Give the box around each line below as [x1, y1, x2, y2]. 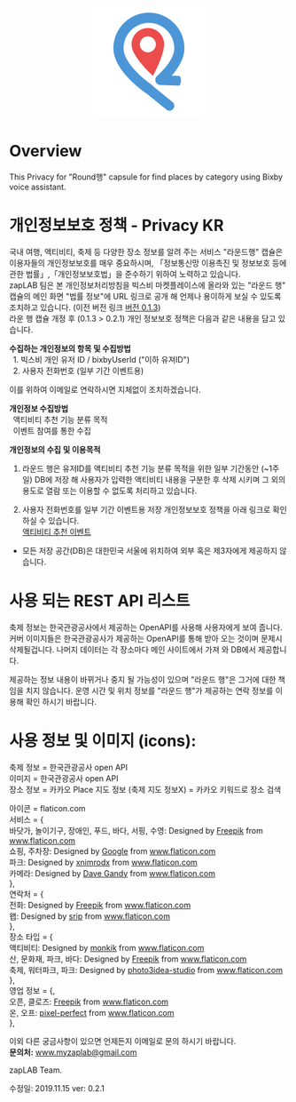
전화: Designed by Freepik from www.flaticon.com [9, 899, 191, 910]
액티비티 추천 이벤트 [21, 526, 91, 537]
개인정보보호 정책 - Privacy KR [9, 216, 224, 236]
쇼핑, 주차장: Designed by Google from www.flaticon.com [9, 845, 216, 856]
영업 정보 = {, [9, 985, 56, 995]
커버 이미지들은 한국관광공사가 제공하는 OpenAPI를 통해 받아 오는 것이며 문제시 [9, 633, 283, 643]
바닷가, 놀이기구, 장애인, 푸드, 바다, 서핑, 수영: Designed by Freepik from [9, 825, 264, 835]
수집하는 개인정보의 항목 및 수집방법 [9, 343, 131, 354]
